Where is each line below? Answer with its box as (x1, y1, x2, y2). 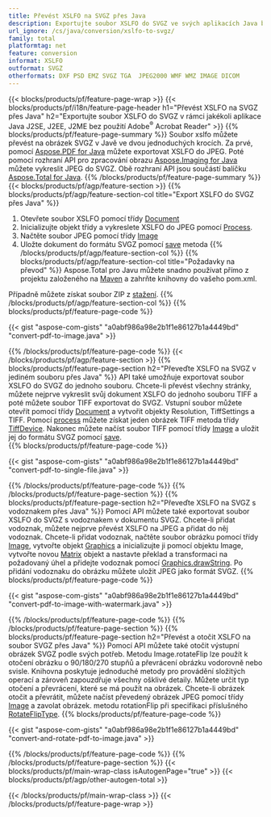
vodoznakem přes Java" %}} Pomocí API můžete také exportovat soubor (8, 506, 250, 517)
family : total (8, 34, 56, 43)
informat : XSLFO (8, 57, 63, 65)
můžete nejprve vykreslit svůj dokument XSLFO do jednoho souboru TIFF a (8, 389, 258, 400)
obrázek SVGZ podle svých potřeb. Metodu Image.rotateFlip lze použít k (8, 649, 248, 659)
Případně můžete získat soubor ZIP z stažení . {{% (8, 290, 173, 300)
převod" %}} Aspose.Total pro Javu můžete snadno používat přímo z (19, 266, 249, 275)
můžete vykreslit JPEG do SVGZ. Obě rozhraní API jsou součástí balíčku (8, 164, 247, 174)
